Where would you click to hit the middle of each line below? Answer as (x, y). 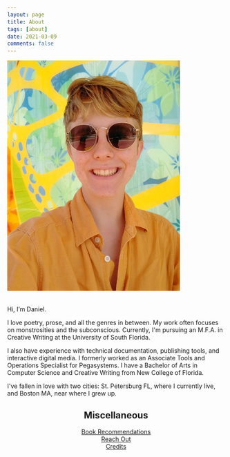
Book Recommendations (116, 431)
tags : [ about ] (28, 29)
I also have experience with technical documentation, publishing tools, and (113, 351)
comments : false (30, 44)
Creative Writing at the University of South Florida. (79, 338)
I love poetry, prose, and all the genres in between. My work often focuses (113, 323)
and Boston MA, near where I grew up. (62, 393)
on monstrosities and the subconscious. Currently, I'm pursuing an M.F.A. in (115, 330)
